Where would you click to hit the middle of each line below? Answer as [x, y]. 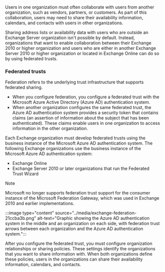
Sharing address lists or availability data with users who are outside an [77, 32]
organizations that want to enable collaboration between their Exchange [78, 43]
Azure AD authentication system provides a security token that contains [85, 113]
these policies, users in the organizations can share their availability [74, 259]
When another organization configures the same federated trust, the [82, 108]
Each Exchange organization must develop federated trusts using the [75, 138]
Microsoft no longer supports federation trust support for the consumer [78, 193]
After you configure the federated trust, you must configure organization [79, 243]
